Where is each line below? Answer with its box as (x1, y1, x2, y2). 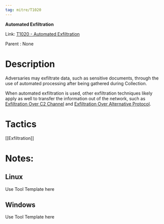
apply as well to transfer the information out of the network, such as (5, 95, 145, 101)
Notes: (5, 153, 34, 164)
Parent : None (5, 41, 34, 47)
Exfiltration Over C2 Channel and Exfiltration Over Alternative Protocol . (5, 101, 151, 107)
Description (5, 58, 55, 69)
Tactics (5, 118, 37, 130)
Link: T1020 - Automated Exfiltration (5, 31, 80, 37)
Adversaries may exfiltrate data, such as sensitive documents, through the (5, 75, 159, 81)
